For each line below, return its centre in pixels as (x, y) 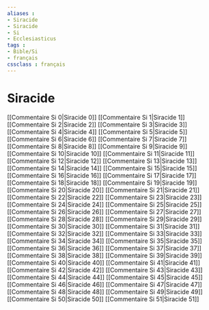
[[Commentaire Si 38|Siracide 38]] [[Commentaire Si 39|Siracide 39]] (105, 255)
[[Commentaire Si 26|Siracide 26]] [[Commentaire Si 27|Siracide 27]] (104, 211)
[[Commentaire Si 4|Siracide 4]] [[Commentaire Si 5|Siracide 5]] (97, 131)
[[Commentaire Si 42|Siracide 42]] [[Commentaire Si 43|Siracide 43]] (105, 270)
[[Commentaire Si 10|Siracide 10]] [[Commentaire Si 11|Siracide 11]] (101, 153)
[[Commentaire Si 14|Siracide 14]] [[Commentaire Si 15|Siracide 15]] (102, 168)
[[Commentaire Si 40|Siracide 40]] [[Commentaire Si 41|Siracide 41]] (103, 262)
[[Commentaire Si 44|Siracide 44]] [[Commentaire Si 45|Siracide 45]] (105, 277)
